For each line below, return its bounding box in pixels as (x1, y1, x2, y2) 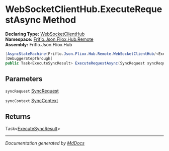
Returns (5, 112, 31, 121)
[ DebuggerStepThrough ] (5, 56, 53, 61)
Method (42, 14, 76, 26)
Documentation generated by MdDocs (5, 140, 84, 146)
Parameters (5, 74, 43, 83)
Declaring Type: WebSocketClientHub (5, 31, 85, 37)
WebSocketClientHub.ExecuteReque (5, 4, 162, 15)
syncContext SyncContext (5, 98, 58, 104)
